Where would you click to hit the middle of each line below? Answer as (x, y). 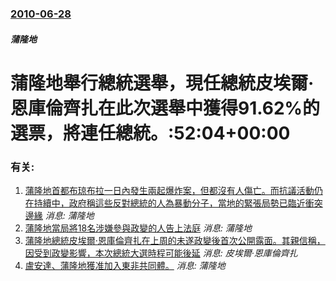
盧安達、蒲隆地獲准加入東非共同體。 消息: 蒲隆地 (125, 265)
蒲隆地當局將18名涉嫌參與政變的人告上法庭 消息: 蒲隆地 (138, 228)
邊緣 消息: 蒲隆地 (59, 215)
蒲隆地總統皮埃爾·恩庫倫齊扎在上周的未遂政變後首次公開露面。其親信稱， (175, 240)
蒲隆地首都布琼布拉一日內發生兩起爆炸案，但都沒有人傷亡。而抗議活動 (169, 190)
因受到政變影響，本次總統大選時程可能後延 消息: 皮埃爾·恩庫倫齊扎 (161, 253)
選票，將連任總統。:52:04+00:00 (150, 133)
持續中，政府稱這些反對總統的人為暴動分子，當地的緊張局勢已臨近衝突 (178, 203)
